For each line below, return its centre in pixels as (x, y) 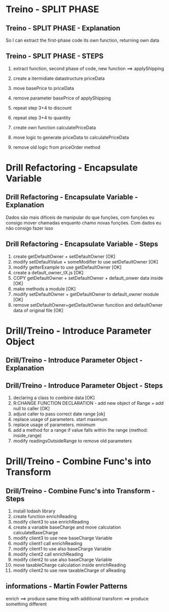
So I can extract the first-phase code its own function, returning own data (82, 40)
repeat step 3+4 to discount (42, 108)
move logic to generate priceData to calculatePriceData (71, 137)
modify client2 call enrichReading (48, 554)
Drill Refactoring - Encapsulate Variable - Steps (82, 244)
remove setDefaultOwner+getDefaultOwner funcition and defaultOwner (88, 305)
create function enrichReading (45, 517)
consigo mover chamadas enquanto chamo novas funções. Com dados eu (83, 222)
